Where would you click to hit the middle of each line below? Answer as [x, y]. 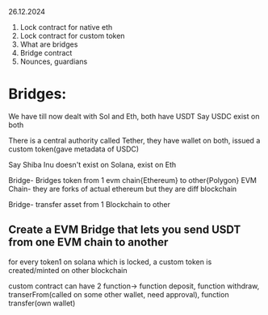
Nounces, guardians [54, 61]
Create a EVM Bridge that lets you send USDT [125, 230]
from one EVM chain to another [88, 242]
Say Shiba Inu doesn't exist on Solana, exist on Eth [92, 164]
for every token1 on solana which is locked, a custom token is [110, 262]
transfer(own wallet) [42, 303]
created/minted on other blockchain [68, 270]
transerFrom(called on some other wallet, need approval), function [119, 294]
